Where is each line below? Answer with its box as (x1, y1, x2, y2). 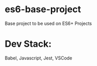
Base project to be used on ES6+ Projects (5, 20, 92, 26)
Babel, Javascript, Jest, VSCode (5, 55, 72, 61)
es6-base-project (5, 4, 81, 15)
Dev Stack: (5, 38, 52, 50)
